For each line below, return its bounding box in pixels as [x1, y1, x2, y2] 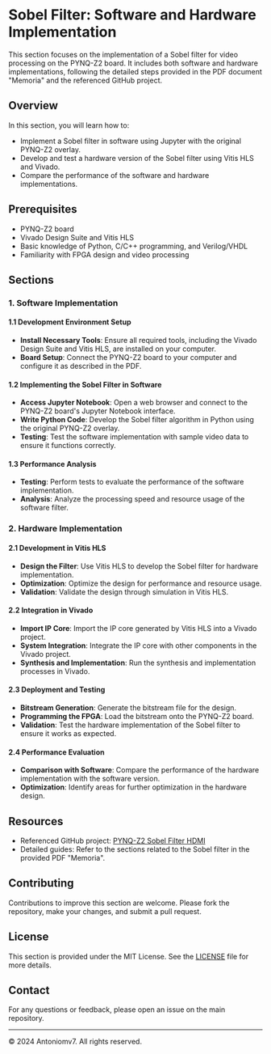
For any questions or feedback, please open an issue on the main [8, 1005, 226, 1014]
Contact [8, 984, 50, 997]
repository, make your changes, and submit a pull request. [8, 906, 202, 916]
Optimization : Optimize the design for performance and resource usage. [19, 578, 262, 588]
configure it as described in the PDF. [19, 362, 142, 371]
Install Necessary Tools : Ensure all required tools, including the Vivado [19, 336, 257, 345]
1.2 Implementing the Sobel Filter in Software [8, 379, 162, 389]
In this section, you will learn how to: [8, 120, 130, 130]
